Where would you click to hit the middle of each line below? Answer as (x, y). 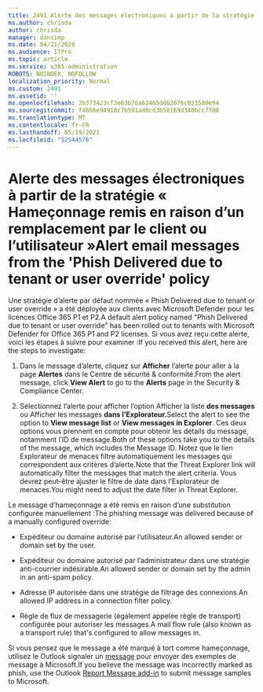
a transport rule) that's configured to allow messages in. (110, 633)
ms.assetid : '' (33, 96)
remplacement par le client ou (108, 228)
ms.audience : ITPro (40, 52)
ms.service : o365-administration (63, 67)
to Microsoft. (29, 682)
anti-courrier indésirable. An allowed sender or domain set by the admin (135, 569)
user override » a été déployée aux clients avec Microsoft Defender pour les (131, 309)
